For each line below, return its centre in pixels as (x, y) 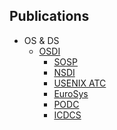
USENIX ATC (80, 83)
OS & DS (41, 40)
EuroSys (71, 93)
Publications (49, 16)
